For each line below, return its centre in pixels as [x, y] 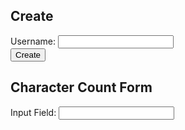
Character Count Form [81, 87]
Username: [33, 41]
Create [32, 16]
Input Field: [33, 112]
